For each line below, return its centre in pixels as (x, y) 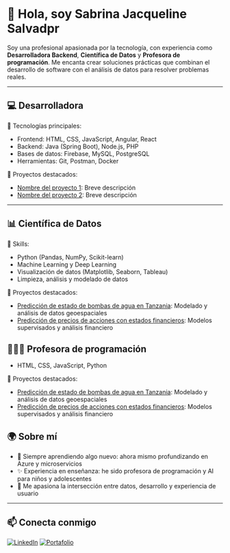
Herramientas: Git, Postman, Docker (68, 161)
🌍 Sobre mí (32, 437)
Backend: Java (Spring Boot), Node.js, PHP (78, 146)
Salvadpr (33, 29)
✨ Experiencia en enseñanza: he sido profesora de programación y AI (115, 471)
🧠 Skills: (18, 244)
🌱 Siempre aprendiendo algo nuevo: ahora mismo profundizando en (113, 457)
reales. (17, 77)
